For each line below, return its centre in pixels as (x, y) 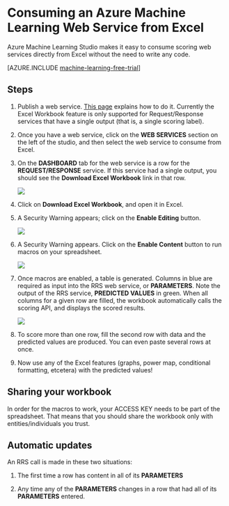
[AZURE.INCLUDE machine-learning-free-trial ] (74, 68)
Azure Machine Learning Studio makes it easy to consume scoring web (109, 47)
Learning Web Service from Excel (105, 27)
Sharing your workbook (60, 392)
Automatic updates (50, 445)
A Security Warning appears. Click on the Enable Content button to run (119, 244)
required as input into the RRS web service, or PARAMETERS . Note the (119, 285)
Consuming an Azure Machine (96, 13)
